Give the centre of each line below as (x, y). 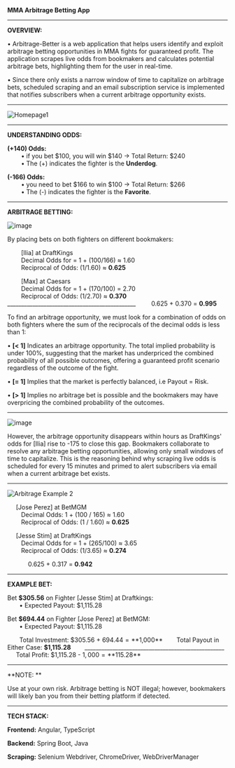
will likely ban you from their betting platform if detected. (89, 696)
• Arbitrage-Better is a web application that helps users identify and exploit (115, 44)
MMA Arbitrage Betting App (49, 10)
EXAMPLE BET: (30, 584)
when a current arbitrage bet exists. (59, 473)
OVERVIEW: (25, 30)
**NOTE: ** (24, 675)
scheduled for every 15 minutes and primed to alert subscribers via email (112, 466)
